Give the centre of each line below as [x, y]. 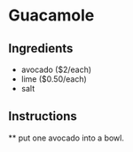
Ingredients [41, 48]
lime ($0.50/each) [54, 79]
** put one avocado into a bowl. [66, 138]
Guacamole [51, 16]
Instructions [43, 116]
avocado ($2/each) [56, 69]
